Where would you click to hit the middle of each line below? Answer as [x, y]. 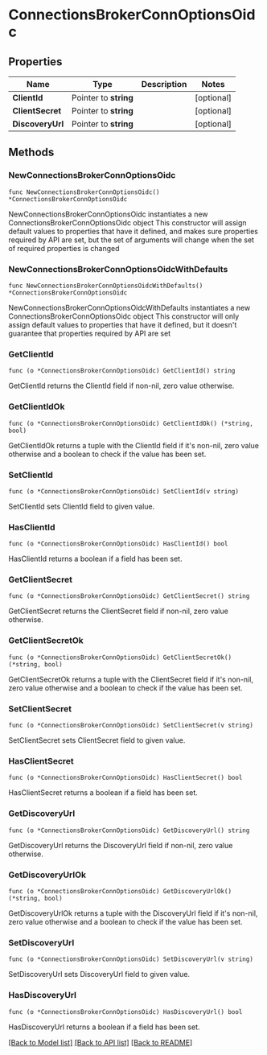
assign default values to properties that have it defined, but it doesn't [123, 324]
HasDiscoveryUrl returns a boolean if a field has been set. [104, 1027]
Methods [31, 152]
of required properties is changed [64, 248]
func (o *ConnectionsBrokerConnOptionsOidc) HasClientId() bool [118, 544]
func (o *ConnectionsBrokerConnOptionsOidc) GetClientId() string [122, 371]
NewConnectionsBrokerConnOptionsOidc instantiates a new [108, 214]
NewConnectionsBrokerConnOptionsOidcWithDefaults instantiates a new [129, 307]
